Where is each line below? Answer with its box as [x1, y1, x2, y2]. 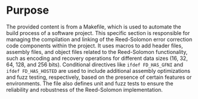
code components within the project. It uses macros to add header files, [6, 42, 183, 49]
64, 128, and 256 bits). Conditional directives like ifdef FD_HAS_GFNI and [6, 60, 184, 68]
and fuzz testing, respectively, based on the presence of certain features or [6, 74, 192, 81]
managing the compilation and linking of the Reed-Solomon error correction [6, 36, 193, 43]
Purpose [6, 4, 49, 17]
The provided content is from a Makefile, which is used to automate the [6, 23, 182, 30]
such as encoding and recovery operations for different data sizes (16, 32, [6, 55, 188, 62]
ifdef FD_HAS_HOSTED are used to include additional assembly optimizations [6, 67, 191, 74]
